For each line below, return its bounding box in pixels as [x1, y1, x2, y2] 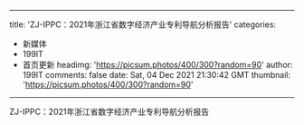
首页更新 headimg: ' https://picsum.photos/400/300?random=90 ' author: [22, 60, 293, 70]
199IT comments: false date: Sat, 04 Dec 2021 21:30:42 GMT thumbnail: [22, 70, 291, 80]
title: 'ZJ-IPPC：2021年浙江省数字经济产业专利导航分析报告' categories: [9, 19, 277, 30]
